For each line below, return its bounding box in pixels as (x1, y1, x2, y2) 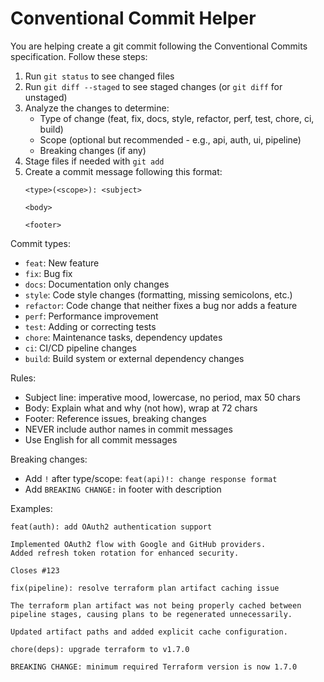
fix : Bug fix (24, 267, 73, 279)
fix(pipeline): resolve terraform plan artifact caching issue (10, 583, 280, 593)
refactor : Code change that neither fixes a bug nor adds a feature (24, 299, 298, 311)
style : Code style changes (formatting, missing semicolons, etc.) (24, 288, 293, 301)
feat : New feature (24, 257, 100, 269)
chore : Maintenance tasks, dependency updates (24, 331, 223, 343)
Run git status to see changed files (24, 70, 175, 82)
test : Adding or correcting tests (24, 320, 157, 332)
